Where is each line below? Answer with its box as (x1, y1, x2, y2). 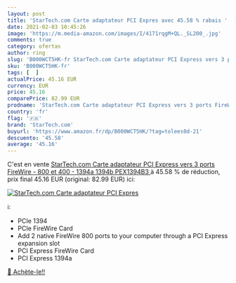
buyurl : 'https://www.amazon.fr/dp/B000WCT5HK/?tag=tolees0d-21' (7, 128, 202, 135)
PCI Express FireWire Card (17, 246, 95, 255)
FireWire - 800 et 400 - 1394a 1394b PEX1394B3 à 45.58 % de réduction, (7, 168, 221, 176)
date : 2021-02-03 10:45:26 (7, 23, 86, 30)
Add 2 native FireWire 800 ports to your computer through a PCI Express (17, 232, 228, 240)
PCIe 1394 (17, 217, 48, 225)
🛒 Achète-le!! (7, 268, 46, 276)
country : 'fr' (7, 108, 49, 115)
